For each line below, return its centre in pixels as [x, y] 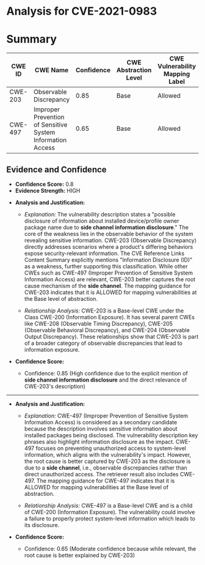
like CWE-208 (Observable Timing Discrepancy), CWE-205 [98, 323]
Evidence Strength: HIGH [48, 190]
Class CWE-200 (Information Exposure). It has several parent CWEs [110, 317]
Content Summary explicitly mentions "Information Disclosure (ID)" [108, 260]
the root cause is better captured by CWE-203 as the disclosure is [107, 461]
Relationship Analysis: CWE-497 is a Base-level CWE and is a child [108, 505]
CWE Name [52, 70]
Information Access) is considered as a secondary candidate [101, 422]
